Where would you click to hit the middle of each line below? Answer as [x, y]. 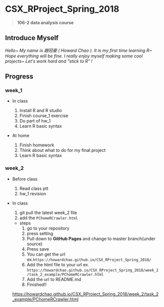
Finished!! [37, 284]
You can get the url [46, 254]
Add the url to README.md [54, 279]
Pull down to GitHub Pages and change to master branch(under [91, 238]
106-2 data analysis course [45, 23]
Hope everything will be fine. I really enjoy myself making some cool [74, 56]
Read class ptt [34, 188]
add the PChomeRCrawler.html [49, 218]
